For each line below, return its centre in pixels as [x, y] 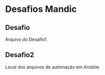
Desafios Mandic [41, 9]
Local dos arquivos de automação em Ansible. [53, 67]
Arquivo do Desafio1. [26, 39]
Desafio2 [19, 55]
